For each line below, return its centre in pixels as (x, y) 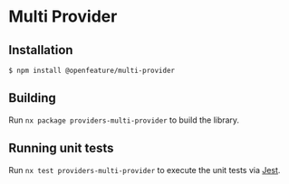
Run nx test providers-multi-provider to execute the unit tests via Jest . (144, 170)
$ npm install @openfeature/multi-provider (92, 70)
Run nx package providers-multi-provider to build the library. (124, 120)
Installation (41, 50)
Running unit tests (61, 148)
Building (32, 98)
